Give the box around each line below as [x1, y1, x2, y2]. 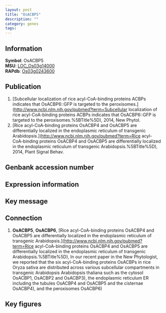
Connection [5, 214, 42, 222]
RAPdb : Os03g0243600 [5, 68, 55, 74]
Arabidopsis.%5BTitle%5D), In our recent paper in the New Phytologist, [12, 254, 159, 260]
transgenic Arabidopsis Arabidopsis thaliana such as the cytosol [12, 270, 144, 276]
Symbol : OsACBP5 [5, 57, 44, 63]
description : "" [5, 16, 39, 21]
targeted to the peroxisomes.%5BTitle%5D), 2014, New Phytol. [12, 117, 141, 123]
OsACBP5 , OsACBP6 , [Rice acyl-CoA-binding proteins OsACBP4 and [12, 227, 155, 233]
